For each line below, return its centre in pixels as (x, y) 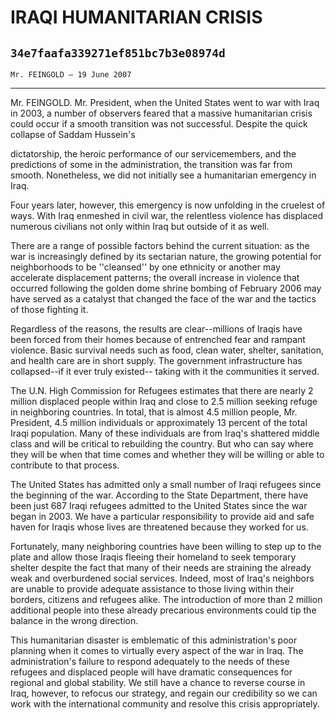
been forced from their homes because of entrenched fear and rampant (158, 339)
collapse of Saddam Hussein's (73, 134)
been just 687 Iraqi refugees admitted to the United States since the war (159, 505)
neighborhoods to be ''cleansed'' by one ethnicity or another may (145, 267)
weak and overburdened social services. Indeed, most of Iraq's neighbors (162, 578)
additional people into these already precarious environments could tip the (163, 610)
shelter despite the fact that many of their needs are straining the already (161, 567)
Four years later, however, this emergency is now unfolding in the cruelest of (168, 205)
